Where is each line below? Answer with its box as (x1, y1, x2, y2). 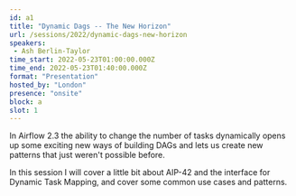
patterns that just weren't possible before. (9, 150, 165, 161)
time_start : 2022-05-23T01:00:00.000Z (9, 55, 155, 64)
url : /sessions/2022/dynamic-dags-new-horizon (9, 30, 188, 39)
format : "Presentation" (9, 72, 99, 81)
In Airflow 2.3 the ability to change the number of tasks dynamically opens (9, 130, 286, 141)
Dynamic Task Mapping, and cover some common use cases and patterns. (9, 177, 288, 188)
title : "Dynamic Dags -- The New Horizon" (9, 22, 171, 31)
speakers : (9, 38, 47, 48)
